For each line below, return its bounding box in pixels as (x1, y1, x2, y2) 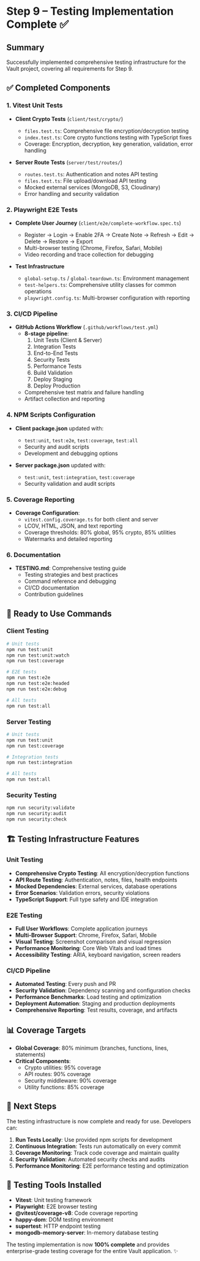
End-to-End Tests (33, 349, 78, 357)
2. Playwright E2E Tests (6, 205, 78, 214)
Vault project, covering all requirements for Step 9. (6, 65, 133, 72)
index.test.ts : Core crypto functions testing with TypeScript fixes (24, 133, 192, 141)
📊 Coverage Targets (6, 1025, 86, 1036)
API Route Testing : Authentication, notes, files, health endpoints (15, 876, 177, 883)
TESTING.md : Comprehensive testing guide (15, 564, 127, 572)
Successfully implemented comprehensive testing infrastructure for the (6, 58, 187, 66)
